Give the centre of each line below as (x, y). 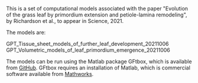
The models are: (26, 32)
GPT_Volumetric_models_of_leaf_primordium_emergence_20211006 (88, 50)
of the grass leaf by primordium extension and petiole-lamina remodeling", (97, 15)
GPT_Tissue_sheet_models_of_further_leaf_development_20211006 (87, 44)
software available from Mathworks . (50, 74)
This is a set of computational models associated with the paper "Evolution (97, 9)
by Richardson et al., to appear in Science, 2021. (65, 21)
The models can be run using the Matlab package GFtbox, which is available (99, 62)
